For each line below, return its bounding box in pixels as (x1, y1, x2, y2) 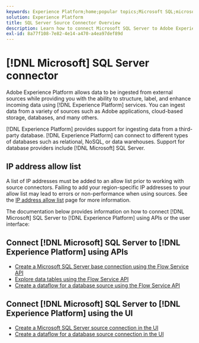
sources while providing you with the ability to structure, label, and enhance (6, 95, 191, 102)
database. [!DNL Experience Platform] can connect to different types (20, 132, 188, 139)
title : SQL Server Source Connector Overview (6, 20, 120, 26)
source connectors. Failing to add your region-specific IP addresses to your (6, 184, 191, 191)
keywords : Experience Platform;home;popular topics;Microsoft (6, 8, 163, 15)
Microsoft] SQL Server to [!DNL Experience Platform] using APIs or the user (6, 214, 191, 221)
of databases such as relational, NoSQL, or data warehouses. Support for (6, 138, 185, 146)
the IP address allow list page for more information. (6, 196, 131, 203)
